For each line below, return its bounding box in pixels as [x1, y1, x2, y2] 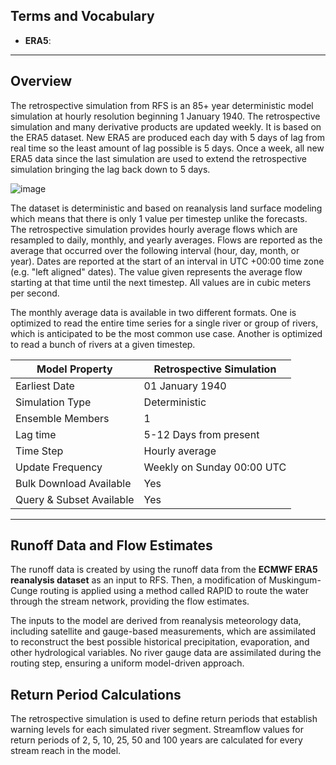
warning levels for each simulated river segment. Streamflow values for [10, 724, 304, 736]
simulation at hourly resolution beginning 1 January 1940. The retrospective [10, 110, 321, 122]
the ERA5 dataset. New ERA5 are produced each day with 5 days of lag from [10, 131, 325, 143]
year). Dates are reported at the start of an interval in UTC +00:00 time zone [10, 255, 325, 267]
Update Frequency [15, 460, 103, 474]
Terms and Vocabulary [10, 8, 155, 25]
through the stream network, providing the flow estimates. [10, 595, 250, 608]
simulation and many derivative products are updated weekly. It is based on [10, 120, 322, 133]
